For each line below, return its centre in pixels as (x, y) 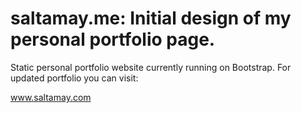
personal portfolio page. (113, 39)
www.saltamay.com (51, 97)
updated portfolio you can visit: (74, 78)
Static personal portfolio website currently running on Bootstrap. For (151, 67)
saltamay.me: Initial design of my (151, 18)
